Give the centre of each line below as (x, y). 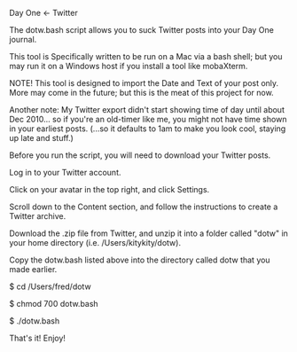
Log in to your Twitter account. (65, 172)
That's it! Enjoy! (38, 338)
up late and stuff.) (41, 138)
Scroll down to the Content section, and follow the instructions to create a (144, 207)
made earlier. (33, 269)
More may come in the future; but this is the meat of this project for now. (141, 93)
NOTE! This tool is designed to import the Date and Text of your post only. (144, 83)
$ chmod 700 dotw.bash (54, 304)
